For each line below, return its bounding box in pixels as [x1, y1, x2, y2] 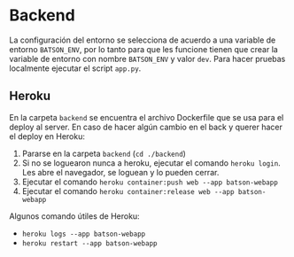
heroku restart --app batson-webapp [21, 238, 158, 248]
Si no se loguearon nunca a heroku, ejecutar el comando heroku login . [21, 157, 281, 168]
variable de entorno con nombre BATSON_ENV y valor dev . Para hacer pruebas [9, 53, 286, 64]
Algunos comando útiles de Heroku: [9, 210, 140, 222]
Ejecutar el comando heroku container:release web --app [21, 185, 235, 196]
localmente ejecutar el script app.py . [9, 63, 142, 74]
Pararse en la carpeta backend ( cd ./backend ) [21, 148, 186, 159]
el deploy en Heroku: [9, 130, 86, 142]
